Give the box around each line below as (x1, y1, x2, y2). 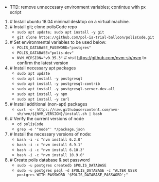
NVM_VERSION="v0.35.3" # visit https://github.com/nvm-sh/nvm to (17, 55, 147, 60)
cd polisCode (17, 122, 44, 127)
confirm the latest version (17, 60, 69, 66)
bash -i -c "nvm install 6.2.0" (17, 137, 83, 142)
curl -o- (17, 107, 35, 112)
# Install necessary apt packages (9, 65, 76, 71)
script (9, 9, 22, 15)
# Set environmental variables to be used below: (9, 39, 107, 45)
